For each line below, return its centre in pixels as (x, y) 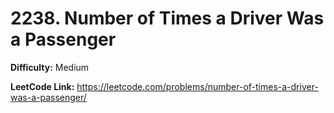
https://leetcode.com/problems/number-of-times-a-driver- (197, 86)
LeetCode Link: (42, 86)
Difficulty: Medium (50, 67)
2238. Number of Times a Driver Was (167, 18)
